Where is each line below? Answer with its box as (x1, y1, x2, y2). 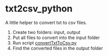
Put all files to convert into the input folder (12, 34, 100, 40)
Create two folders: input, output (12, 29, 81, 35)
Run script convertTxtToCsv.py (12, 39, 77, 45)
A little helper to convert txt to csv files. (5, 19, 87, 25)
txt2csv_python (5, 3, 73, 14)
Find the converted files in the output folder (12, 45, 103, 51)
